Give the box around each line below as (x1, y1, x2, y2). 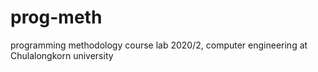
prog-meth (10, 6, 103, 29)
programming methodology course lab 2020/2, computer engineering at (10, 39, 308, 51)
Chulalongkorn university (10, 49, 114, 61)
